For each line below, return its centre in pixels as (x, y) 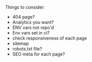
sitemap (20, 43)
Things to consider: (25, 7)
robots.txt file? (27, 49)
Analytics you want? (33, 22)
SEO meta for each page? (39, 54)
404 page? (24, 17)
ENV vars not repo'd (33, 27)
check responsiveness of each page (49, 38)
